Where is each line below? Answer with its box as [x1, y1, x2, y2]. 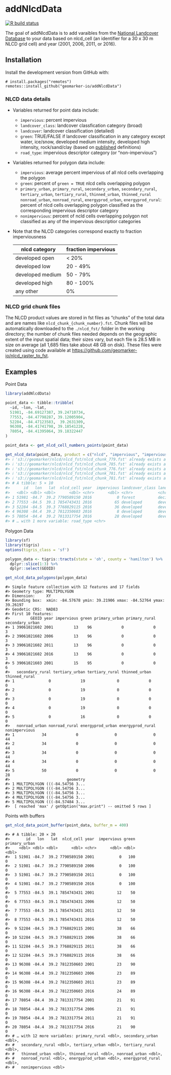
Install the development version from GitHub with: [5, 69, 109, 75]
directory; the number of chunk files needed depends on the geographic [5, 331, 157, 337]
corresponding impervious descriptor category [20, 208, 119, 214]
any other [15, 288, 38, 295]
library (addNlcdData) [5, 391, 51, 397]
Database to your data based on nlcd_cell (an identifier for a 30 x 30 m [5, 35, 154, 41]
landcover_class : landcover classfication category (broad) [20, 122, 142, 128]
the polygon [20, 175, 46, 181]
